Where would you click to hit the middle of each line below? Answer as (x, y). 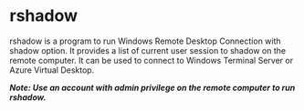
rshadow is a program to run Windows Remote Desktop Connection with (145, 41)
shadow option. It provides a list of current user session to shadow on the (147, 50)
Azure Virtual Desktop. (52, 70)
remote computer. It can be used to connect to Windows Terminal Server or (152, 60)
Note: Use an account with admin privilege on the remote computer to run (152, 87)
